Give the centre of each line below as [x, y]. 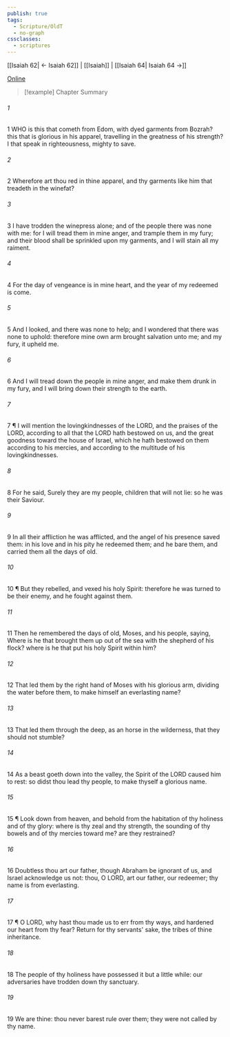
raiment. [19, 248]
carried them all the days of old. [52, 551]
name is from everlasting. [43, 885]
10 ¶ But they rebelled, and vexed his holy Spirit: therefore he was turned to [114, 589]
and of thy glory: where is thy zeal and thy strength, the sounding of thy [109, 826]
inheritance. [24, 937]
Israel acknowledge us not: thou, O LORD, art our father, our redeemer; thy [113, 878]
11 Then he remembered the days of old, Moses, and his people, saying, [109, 633]
